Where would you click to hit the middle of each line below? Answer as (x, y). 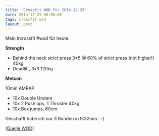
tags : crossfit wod (26, 19)
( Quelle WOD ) (20, 128)
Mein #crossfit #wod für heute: (37, 38)
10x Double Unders (32, 98)
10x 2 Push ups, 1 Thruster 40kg (46, 104)
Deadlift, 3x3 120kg (33, 69)
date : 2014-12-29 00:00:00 (34, 15)
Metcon (13, 78)
